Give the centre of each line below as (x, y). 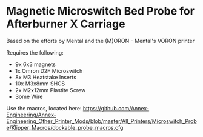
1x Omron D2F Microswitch (49, 70)
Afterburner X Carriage (66, 24)
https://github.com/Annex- (116, 108)
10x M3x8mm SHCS (40, 84)
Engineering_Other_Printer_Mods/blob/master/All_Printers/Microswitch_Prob (101, 121)
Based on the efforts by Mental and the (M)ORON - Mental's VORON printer (101, 41)
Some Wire (29, 96)
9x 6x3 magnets (35, 64)
